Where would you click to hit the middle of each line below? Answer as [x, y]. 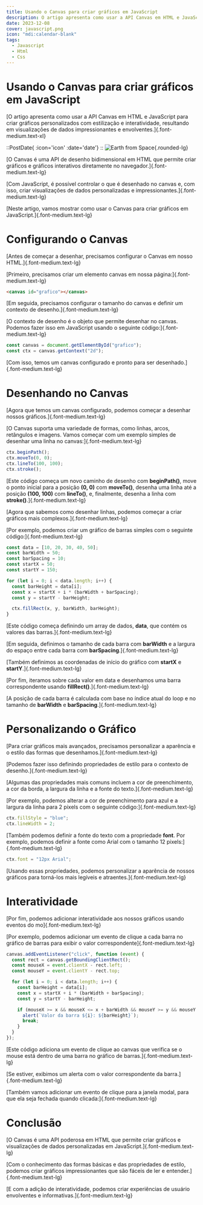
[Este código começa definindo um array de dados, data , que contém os [97, 626]
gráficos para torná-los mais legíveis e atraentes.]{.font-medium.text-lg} [96, 877]
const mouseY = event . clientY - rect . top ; [66, 971]
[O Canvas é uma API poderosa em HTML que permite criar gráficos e [94, 1140]
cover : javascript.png [35, 29]
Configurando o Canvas [67, 239]
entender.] [179, 1171]
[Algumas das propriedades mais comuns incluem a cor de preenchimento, [100, 783]
